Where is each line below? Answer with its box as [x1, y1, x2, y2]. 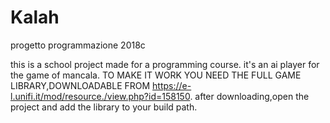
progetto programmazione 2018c [10, 39, 146, 51]
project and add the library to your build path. [10, 101, 198, 113]
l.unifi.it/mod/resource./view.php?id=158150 [10, 90, 191, 102]
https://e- [152, 79, 192, 91]
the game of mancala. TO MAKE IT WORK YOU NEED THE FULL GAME [10, 69, 302, 81]
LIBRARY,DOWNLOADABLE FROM [10, 79, 151, 91]
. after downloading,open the [189, 90, 310, 102]
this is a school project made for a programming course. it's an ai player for [10, 58, 320, 70]
